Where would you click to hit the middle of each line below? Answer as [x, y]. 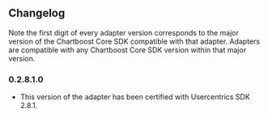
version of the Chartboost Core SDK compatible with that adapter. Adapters [134, 41]
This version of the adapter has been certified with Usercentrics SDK [135, 97]
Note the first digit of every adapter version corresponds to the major [123, 32]
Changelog [37, 13]
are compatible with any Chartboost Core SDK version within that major [128, 50]
